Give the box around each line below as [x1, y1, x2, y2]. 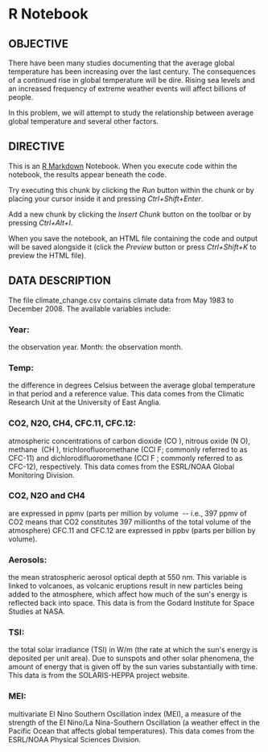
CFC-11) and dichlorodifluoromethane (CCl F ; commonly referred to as [8, 453, 243, 462]
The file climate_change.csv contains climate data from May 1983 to [8, 295, 234, 305]
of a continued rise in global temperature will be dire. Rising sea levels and [8, 76, 255, 84]
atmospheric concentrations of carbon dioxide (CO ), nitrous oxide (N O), [8, 436, 251, 446]
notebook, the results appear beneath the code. [8, 170, 167, 179]
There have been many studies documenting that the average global [8, 58, 235, 68]
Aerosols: [8, 554, 47, 565]
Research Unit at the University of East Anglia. [8, 397, 162, 407]
